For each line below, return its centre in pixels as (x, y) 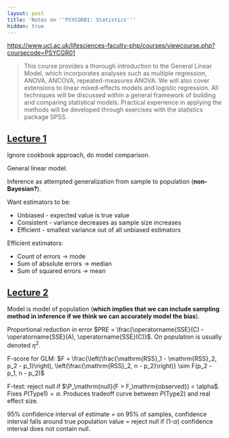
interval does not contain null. (49, 428)
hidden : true (26, 26)
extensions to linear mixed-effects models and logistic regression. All (121, 88)
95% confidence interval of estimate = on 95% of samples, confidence (107, 414)
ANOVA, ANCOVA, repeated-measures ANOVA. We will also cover (117, 81)
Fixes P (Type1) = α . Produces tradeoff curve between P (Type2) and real (109, 394)
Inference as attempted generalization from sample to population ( (100, 181)
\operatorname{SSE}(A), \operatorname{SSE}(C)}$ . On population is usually (114, 337)
